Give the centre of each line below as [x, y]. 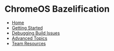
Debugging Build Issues [36, 33]
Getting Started [27, 27]
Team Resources [29, 43]
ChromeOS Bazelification [57, 9]
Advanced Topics [29, 38]
